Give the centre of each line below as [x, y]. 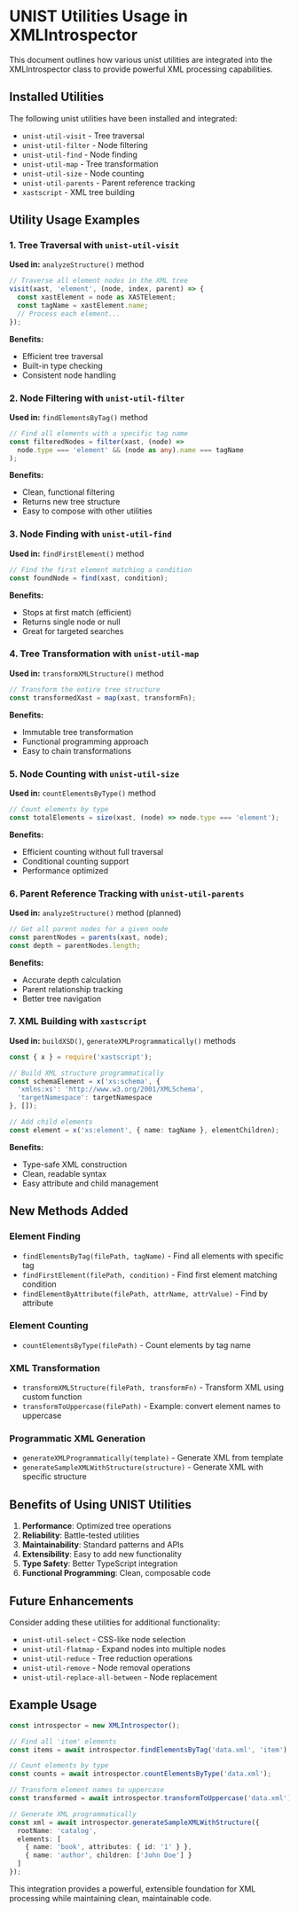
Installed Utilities [57, 97]
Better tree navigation [62, 999]
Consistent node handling [69, 375]
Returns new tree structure [71, 502]
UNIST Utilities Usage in [98, 16]
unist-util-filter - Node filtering [85, 145]
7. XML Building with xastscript [78, 1022]
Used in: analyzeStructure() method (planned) [95, 913]
